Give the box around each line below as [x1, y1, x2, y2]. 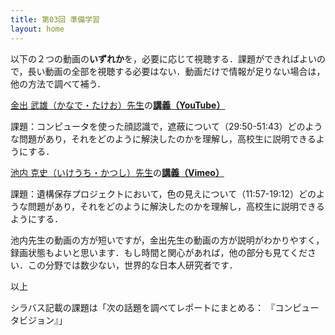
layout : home [10, 24, 65, 34]
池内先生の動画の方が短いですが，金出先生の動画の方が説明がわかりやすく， [10, 234, 325, 246]
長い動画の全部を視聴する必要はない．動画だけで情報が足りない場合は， [27, 65, 326, 77]
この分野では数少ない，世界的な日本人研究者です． [27, 259, 238, 271]
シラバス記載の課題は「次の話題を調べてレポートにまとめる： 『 [10, 301, 276, 313]
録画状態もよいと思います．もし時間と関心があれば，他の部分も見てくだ [10, 246, 308, 258]
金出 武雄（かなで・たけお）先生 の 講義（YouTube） [10, 99, 226, 111]
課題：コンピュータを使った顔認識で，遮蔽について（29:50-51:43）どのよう [10, 120, 323, 132]
